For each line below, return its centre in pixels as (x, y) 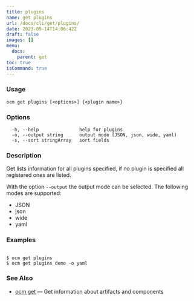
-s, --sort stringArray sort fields (61, 140)
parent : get (32, 57)
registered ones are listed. (39, 175)
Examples (21, 240)
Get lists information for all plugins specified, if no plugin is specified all (95, 169)
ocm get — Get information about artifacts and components (89, 291)
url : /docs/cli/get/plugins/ (43, 23)
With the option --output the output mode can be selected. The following (97, 187)
